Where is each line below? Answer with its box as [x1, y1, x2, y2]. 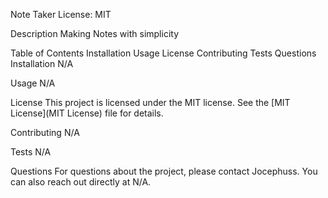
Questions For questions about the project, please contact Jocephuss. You [10, 165, 318, 177]
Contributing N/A [10, 127, 80, 138]
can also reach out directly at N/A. [10, 176, 152, 188]
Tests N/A [10, 146, 52, 158]
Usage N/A [10, 77, 56, 89]
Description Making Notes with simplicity [10, 28, 180, 39]
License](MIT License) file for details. [10, 107, 164, 119]
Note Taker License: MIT [10, 9, 112, 20]
